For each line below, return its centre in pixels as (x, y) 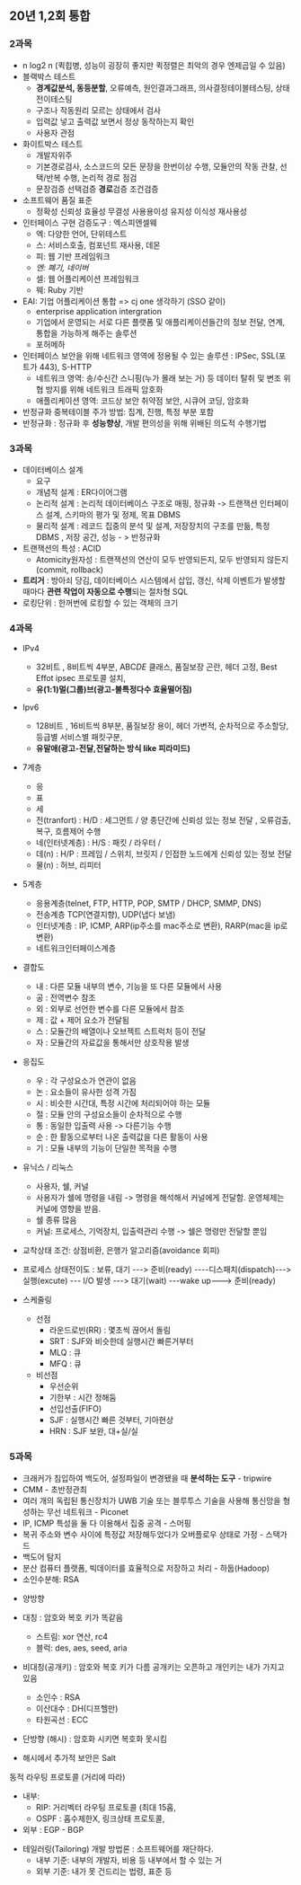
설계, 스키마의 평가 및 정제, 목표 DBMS (113, 514)
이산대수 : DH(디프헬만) (77, 1708)
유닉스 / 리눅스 (48, 1167)
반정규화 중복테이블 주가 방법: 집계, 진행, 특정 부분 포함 (118, 412)
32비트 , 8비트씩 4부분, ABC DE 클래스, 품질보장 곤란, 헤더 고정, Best (156, 667)
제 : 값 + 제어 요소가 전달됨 (83, 1020)
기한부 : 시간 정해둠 (83, 1398)
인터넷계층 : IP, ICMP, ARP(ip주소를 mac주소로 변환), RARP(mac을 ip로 (162, 926)
